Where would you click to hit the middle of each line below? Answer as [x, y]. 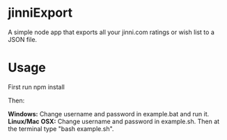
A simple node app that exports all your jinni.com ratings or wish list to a [111, 32]
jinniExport [40, 13]
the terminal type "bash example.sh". [61, 129]
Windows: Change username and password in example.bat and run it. [109, 114]
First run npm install [36, 87]
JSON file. [23, 39]
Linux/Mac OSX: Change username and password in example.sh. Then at [114, 121]
